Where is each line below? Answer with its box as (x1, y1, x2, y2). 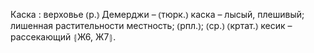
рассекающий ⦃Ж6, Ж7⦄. (10, 31, 117, 43)
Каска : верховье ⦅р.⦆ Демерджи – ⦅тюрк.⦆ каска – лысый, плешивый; (10, 9, 305, 20)
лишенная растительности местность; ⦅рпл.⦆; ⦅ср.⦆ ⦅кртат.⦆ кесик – (10, 20, 293, 31)
